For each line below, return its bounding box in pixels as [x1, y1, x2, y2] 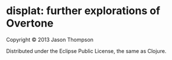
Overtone [6, 16, 54, 30]
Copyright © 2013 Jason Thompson [6, 36, 93, 43]
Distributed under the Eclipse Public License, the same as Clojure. [6, 47, 167, 54]
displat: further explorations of [6, 4, 161, 18]
